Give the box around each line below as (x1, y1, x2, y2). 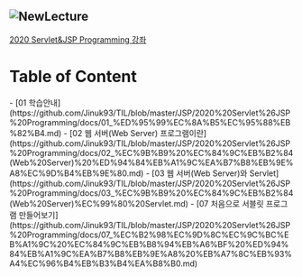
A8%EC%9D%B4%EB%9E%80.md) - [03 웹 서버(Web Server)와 (9, 168, 248, 179)
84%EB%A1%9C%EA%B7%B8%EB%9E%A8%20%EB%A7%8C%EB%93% (9, 248, 293, 259)
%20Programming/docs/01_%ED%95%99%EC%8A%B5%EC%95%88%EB (9, 116, 291, 127)
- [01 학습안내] (9, 97, 61, 108)
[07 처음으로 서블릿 (196, 198, 264, 208)
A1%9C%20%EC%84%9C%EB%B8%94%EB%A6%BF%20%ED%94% (22, 238, 289, 249)
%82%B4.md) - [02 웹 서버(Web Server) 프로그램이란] (9, 127, 207, 138)
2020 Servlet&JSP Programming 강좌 (9, 33, 147, 45)
